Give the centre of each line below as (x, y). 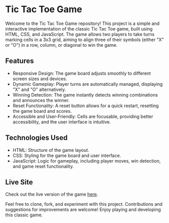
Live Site (19, 182)
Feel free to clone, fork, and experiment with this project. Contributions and (84, 204)
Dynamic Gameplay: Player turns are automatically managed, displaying (88, 84)
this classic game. (24, 215)
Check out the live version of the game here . (52, 195)
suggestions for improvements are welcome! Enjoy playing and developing (83, 210)
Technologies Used (36, 138)
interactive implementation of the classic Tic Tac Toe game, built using (79, 28)
